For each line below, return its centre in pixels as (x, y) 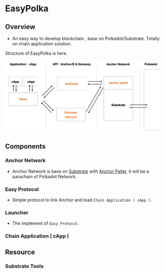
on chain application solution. (42, 44)
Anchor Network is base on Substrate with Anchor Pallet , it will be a (81, 171)
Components (25, 146)
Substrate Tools (25, 266)
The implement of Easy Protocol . (46, 223)
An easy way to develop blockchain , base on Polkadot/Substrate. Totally (86, 38)
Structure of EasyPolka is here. (36, 53)
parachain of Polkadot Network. (44, 176)
